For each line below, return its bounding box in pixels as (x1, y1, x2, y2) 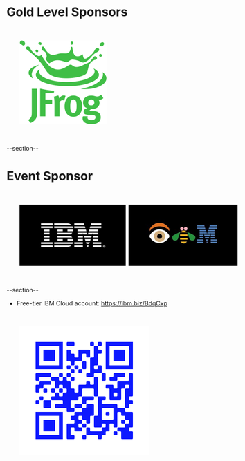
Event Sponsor (6, 169, 93, 184)
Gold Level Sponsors (6, 4, 128, 20)
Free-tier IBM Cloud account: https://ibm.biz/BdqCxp (16, 299, 167, 308)
